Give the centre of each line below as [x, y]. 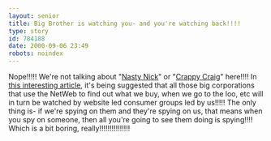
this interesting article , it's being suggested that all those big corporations [132, 85]
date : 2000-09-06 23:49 [49, 46]
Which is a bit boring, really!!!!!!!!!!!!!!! [69, 128]
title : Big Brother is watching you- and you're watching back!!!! [125, 23]
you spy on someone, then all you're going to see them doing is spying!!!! [131, 120]
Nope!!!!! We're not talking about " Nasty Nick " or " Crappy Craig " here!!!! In [133, 77]
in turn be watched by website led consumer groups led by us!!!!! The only [133, 103]
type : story [28, 31]
